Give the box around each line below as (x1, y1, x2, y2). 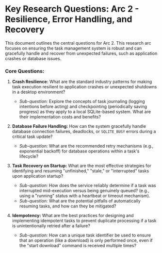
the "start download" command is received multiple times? (19, 243, 137, 249)
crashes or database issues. (5, 55, 62, 61)
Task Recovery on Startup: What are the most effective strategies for (12, 163, 151, 169)
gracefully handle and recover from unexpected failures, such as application (5, 50, 158, 56)
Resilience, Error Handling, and (5, 14, 132, 25)
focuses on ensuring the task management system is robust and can (5, 45, 142, 51)
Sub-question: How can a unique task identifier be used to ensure (19, 232, 151, 238)
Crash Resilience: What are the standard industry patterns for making (12, 79, 152, 84)
